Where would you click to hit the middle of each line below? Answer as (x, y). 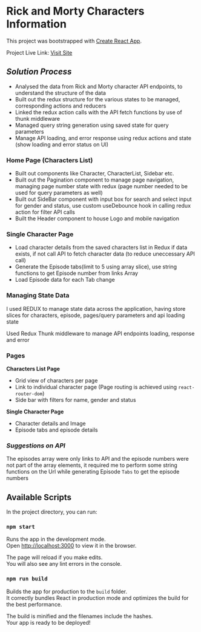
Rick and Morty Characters (75, 11)
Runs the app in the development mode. (56, 539)
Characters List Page (33, 369)
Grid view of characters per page (56, 380)
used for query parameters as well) (59, 193)
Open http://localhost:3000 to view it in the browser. (71, 546)
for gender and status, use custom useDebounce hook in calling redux (103, 206)
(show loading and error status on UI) (62, 144)
